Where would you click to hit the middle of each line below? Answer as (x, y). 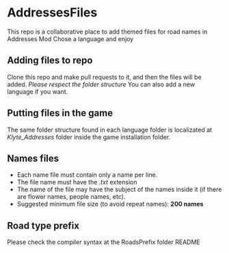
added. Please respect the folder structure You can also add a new (101, 84)
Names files (33, 158)
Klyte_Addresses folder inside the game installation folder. (89, 137)
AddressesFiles (52, 13)
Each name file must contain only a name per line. (87, 175)
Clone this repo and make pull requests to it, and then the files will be (104, 77)
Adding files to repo (50, 61)
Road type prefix (43, 225)
